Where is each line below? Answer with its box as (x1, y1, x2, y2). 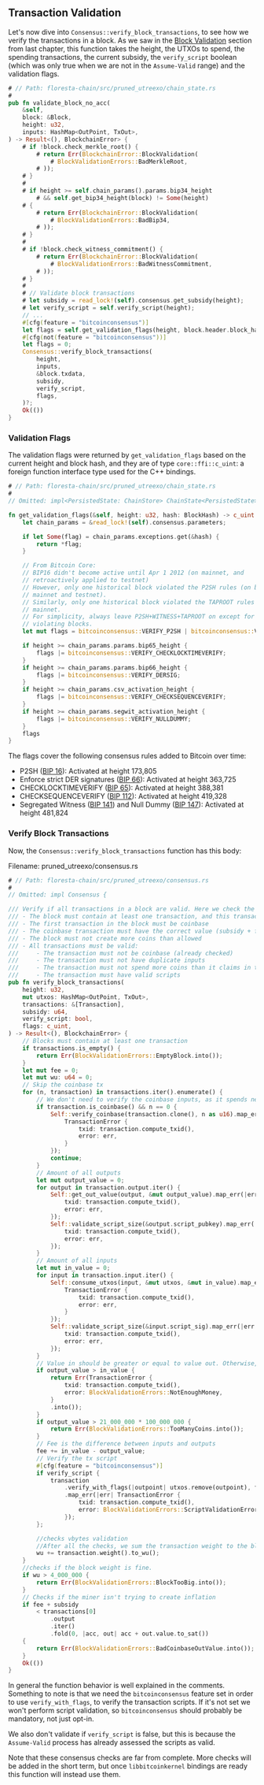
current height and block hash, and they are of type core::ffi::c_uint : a (8, 458, 245, 468)
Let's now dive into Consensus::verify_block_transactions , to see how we (8, 27, 249, 36)
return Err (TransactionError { (49, 1374, 153, 1382)
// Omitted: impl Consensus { (8, 891, 108, 899)
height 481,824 (19, 808, 69, 818)
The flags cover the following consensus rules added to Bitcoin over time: (8, 751, 247, 761)
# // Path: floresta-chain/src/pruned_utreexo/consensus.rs (8, 876, 210, 885)
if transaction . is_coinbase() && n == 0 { (36, 1103, 178, 1111)
